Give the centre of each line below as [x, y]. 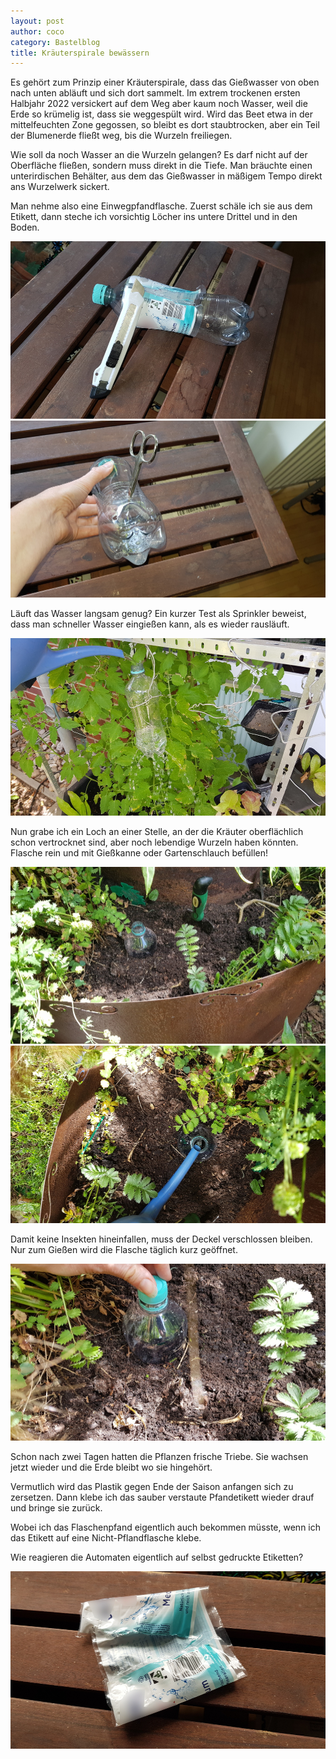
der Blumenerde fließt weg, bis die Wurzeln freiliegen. [121, 136]
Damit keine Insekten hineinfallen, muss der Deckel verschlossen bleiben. [161, 1239]
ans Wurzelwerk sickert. [60, 187]
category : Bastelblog [55, 42]
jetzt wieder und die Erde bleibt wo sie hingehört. [111, 1467]
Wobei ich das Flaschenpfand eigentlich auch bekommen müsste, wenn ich [166, 1527]
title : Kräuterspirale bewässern [80, 53]
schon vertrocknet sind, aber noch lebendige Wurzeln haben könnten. [154, 842]
